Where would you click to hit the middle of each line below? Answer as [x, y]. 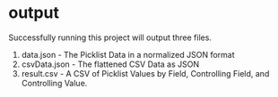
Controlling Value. [54, 83]
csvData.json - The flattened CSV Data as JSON [110, 64]
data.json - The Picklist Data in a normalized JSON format [128, 54]
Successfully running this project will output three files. [110, 37]
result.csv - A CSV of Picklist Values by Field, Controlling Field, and [145, 73]
